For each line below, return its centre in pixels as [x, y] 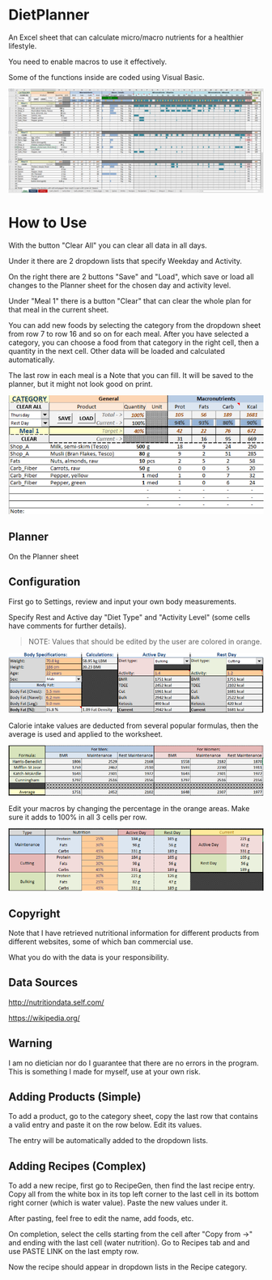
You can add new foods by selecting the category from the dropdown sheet [135, 325]
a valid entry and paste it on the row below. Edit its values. [105, 1125]
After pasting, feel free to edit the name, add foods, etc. [101, 1218]
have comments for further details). [68, 626]
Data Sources [43, 982]
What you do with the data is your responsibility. [89, 957]
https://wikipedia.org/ [45, 1018]
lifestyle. [23, 45]
